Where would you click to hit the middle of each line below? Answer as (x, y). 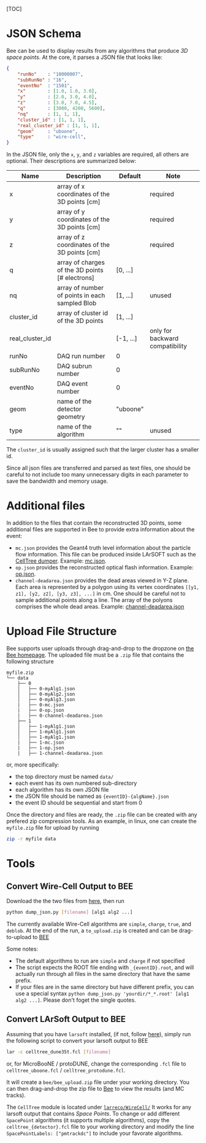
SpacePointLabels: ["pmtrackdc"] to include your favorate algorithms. (94, 1133)
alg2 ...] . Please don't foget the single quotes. (75, 1000)
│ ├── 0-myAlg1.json (46, 689)
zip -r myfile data (31, 839)
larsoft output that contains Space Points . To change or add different (93, 1114)
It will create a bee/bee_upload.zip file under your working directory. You (98, 1082)
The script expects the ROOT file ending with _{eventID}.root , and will (105, 967)
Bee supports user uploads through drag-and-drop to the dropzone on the (100, 649)
